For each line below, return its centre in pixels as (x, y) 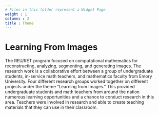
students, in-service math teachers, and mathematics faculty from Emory (79, 77)
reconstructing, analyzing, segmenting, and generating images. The (73, 66)
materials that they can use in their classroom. (51, 107)
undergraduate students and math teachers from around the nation (72, 92)
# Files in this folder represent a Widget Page (55, 10)
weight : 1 (16, 14)
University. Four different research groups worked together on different (77, 81)
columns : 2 (17, 19)
